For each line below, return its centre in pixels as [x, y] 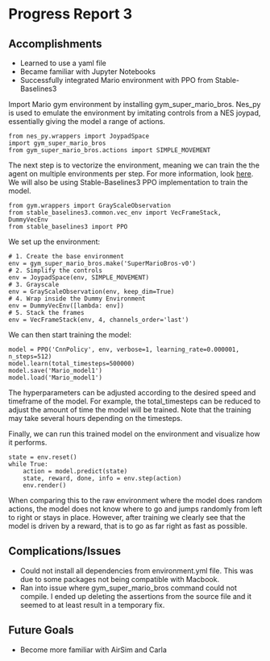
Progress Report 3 [71, 14]
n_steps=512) [30, 357]
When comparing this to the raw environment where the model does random [135, 500]
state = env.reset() [43, 457]
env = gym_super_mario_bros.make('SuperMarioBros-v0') [102, 263]
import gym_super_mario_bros [57, 143]
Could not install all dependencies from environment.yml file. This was [137, 570]
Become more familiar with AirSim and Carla [93, 650]
